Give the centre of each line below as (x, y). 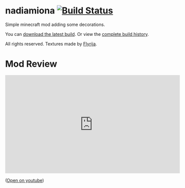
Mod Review (31, 64)
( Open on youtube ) (25, 180)
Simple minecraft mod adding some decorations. (55, 24)
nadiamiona (30, 11)
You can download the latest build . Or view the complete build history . (77, 34)
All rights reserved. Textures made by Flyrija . (51, 44)
